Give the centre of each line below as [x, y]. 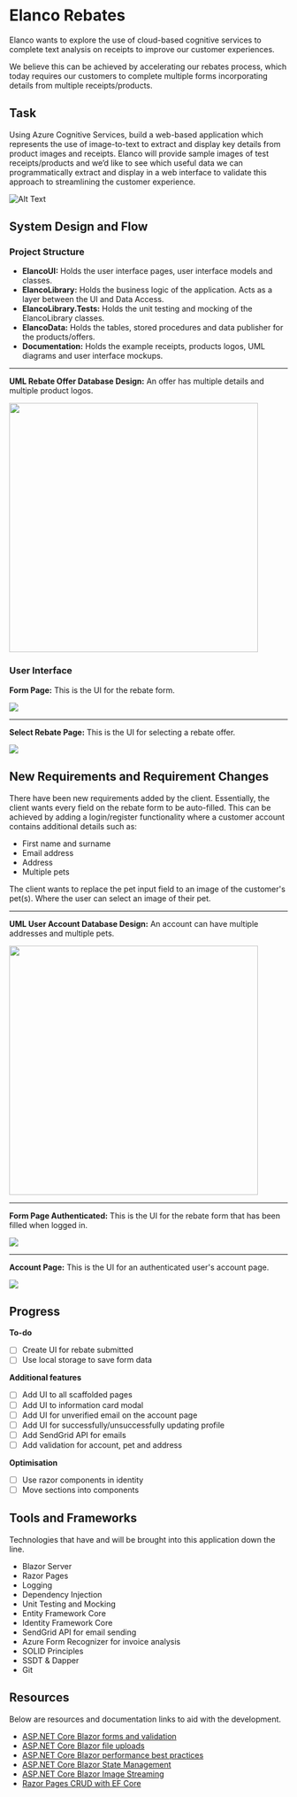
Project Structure [47, 252]
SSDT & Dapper [50, 1660]
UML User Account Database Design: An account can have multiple [134, 923]
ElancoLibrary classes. [63, 318]
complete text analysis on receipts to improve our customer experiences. [142, 49]
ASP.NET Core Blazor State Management [96, 1764]
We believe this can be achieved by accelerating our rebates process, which [148, 66]
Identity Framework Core [67, 1622]
